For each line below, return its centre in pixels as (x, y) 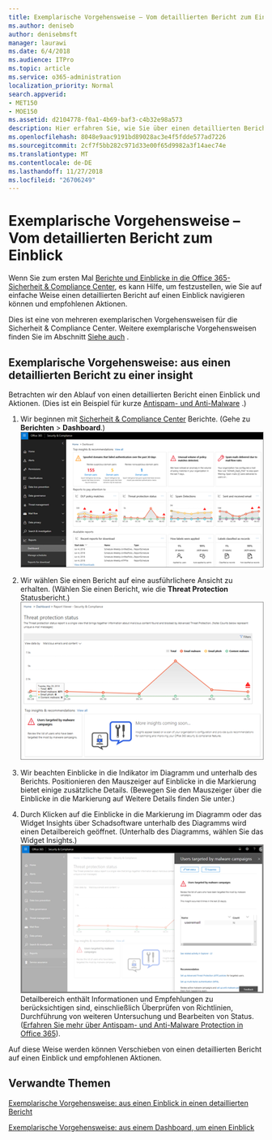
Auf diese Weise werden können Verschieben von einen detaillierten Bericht (135, 1049)
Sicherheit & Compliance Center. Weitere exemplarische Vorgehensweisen (132, 328)
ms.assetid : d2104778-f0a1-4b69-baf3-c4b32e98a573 (96, 120)
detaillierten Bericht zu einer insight (101, 375)
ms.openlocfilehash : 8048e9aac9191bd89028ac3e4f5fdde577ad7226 (117, 137)
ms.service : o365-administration (65, 77)
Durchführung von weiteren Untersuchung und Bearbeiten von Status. (137, 1016)
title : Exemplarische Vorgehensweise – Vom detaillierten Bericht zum (130, 17)
